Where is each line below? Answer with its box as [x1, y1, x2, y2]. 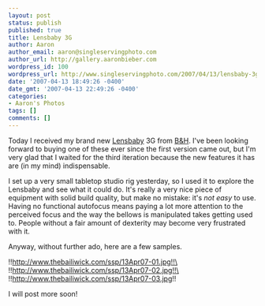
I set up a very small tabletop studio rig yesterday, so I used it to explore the [8, 176, 255, 185]
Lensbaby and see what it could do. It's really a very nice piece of [8, 185, 222, 194]
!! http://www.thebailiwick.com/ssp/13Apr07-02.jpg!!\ [8, 265, 179, 274]
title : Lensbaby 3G [8, 33, 73, 42]
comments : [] [8, 114, 51, 122]
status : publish [8, 19, 62, 27]
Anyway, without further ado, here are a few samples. [8, 241, 183, 251]
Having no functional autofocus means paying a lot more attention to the [8, 201, 244, 211]
